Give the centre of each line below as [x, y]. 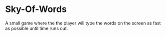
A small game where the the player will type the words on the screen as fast [83, 23]
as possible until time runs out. [37, 28]
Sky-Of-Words [36, 9]
